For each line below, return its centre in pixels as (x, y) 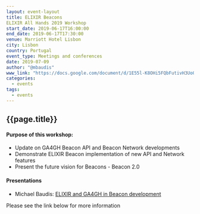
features (25, 160)
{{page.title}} (32, 119)
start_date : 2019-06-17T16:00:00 (48, 28)
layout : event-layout (33, 12)
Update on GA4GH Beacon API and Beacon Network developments (97, 148)
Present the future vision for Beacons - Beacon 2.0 (77, 167)
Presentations (24, 181)
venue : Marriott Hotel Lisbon (44, 39)
